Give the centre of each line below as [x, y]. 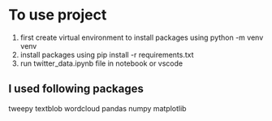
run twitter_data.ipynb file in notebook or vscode [101, 63]
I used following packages [76, 89]
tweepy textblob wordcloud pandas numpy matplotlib [97, 108]
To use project [58, 15]
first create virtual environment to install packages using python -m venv [142, 37]
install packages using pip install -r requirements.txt [107, 54]
